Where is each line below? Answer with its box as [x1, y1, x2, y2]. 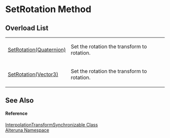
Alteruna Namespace [5, 127, 50, 133]
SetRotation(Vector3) [8, 71, 59, 78]
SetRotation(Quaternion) [8, 47, 66, 53]
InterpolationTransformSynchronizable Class [5, 121, 98, 127]
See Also [5, 96, 34, 105]
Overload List [5, 24, 49, 32]
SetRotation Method [5, 4, 92, 15]
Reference [5, 110, 28, 116]
